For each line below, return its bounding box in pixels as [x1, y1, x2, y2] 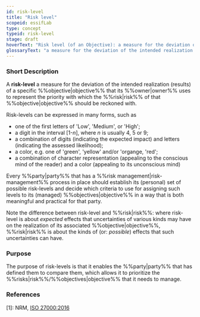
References [6, 290, 40, 299]
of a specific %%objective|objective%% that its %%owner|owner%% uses [6, 87, 191, 94]
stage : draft [6, 36, 39, 42]
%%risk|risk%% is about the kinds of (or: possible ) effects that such [6, 228, 174, 235]
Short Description [6, 67, 59, 75]
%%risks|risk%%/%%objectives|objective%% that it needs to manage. [6, 275, 182, 283]
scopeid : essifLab [6, 20, 52, 26]
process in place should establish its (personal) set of [49, 179, 182, 186]
